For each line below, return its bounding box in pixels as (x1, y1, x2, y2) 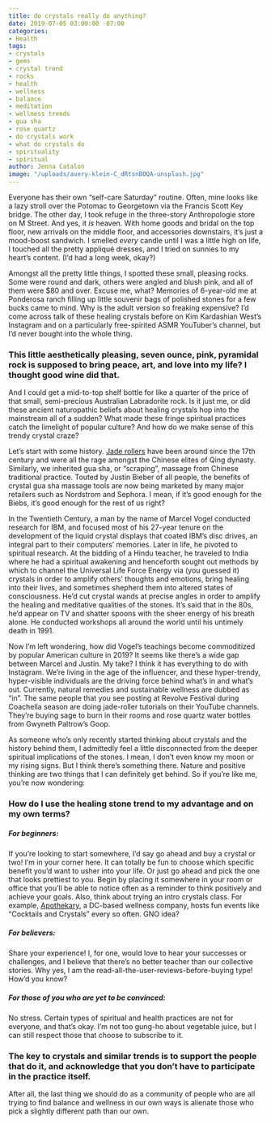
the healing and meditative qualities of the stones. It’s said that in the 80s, (8, 600, 253, 610)
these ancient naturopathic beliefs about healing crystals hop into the (8, 405, 240, 414)
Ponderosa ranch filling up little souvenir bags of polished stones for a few (8, 294, 256, 304)
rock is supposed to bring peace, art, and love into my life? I (8, 358, 247, 370)
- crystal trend (8, 65, 63, 73)
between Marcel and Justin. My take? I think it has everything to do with (8, 659, 248, 669)
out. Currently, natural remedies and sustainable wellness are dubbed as (8, 684, 250, 694)
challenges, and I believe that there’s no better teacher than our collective (8, 957, 253, 967)
